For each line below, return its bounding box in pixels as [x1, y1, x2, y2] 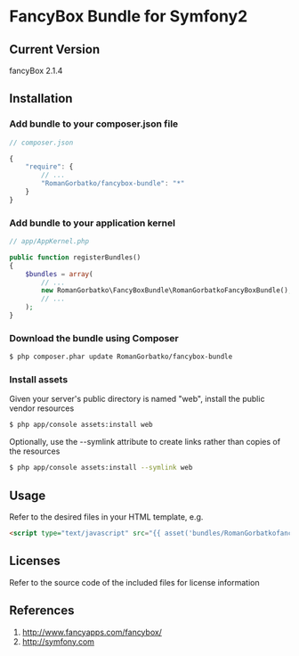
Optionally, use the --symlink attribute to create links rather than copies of [9, 437, 281, 447]
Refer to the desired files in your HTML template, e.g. [9, 512, 204, 522]
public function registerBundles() [9, 252, 141, 262]
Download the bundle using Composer [9, 332, 180, 344]
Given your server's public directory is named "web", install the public [9, 394, 265, 405]
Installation [9, 91, 73, 106]
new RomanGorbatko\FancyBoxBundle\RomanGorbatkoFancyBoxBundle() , [41, 286, 293, 295]
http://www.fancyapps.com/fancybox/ [21, 627, 163, 637]
